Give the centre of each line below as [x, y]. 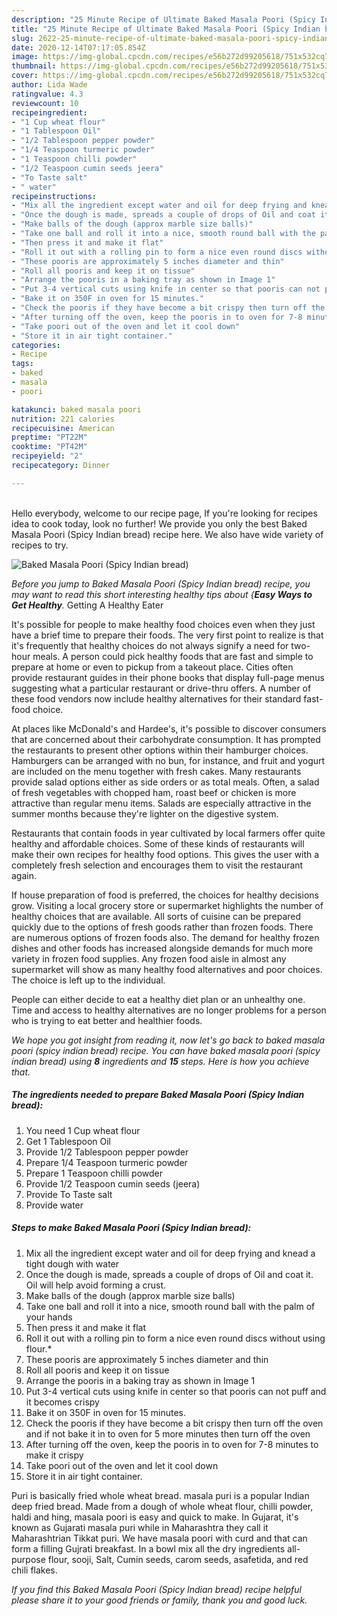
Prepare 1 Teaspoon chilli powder [94, 1173]
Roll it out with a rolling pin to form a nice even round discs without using [175, 1338]
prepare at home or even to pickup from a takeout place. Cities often [152, 667]
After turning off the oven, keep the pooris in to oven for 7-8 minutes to [172, 1444]
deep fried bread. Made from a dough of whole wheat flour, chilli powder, [162, 1506]
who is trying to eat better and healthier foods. [107, 1020]
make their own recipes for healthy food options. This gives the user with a [165, 854]
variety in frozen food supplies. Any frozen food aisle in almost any [149, 958]
